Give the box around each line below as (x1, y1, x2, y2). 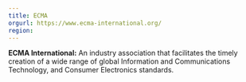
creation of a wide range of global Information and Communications (8, 57, 231, 66)
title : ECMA (8, 11, 48, 20)
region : (8, 26, 34, 34)
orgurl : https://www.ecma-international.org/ (8, 19, 162, 27)
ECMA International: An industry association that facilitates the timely (8, 49, 238, 58)
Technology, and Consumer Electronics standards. (8, 65, 174, 75)
